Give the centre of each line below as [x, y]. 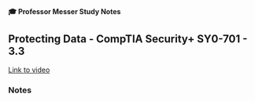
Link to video [29, 70]
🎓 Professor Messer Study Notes [65, 11]
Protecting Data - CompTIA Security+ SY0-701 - [128, 39]
